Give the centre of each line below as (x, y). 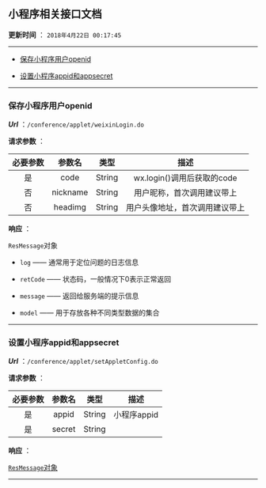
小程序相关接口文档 (55, 14)
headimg (70, 207)
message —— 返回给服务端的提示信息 (79, 296)
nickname (70, 192)
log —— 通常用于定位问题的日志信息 (79, 263)
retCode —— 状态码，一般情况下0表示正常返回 (95, 279)
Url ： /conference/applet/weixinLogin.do (76, 124)
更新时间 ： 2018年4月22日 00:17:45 (65, 35)
